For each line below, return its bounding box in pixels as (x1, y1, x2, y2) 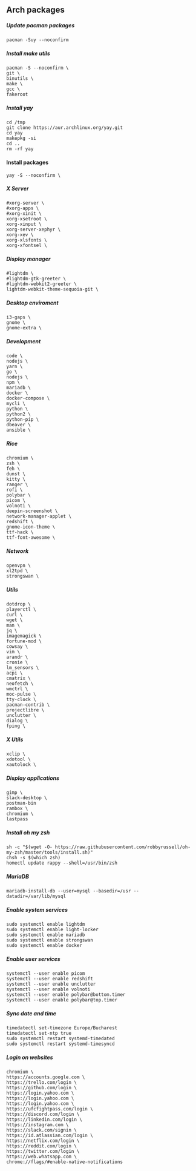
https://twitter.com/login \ (6, 1149, 80, 1155)
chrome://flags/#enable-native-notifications (6, 1159, 123, 1165)
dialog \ (6, 717, 28, 724)
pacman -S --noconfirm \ (6, 65, 69, 71)
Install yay (6, 104, 33, 111)
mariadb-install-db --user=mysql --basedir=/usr (6, 888, 131, 894)
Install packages (6, 159, 49, 166)
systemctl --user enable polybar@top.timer (6, 997, 118, 1003)
